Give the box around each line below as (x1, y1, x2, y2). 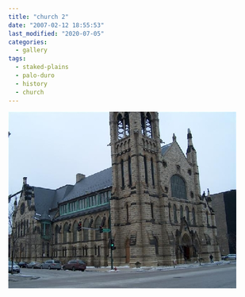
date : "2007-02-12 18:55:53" (8, 21, 105, 29)
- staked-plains (15, 64, 69, 71)
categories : (8, 38, 48, 46)
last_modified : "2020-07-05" (8, 29, 105, 37)
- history (15, 79, 48, 87)
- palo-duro (15, 71, 56, 79)
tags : (8, 55, 26, 63)
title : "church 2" (8, 13, 69, 21)
